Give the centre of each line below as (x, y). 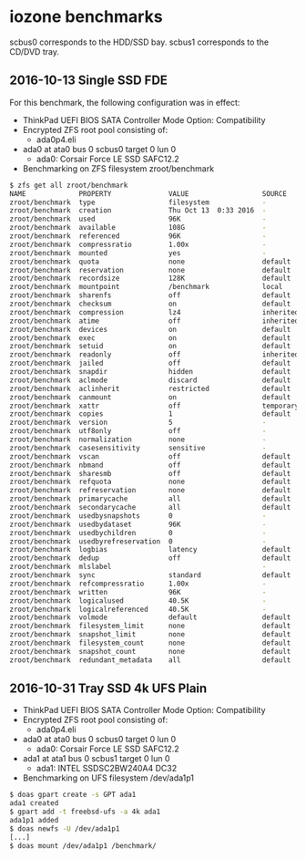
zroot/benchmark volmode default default (150, 617)
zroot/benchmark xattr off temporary (154, 406)
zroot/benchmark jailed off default (150, 363)
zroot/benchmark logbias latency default (150, 550)
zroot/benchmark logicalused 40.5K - (138, 600)
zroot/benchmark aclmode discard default (150, 380)
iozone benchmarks (86, 17)
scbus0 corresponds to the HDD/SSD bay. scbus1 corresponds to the (139, 42)
